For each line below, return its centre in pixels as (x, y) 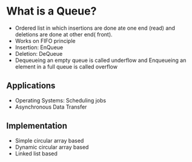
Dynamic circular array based (52, 147)
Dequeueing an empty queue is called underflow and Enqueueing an (101, 60)
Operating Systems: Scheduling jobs (61, 100)
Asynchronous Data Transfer (51, 107)
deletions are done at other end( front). (64, 34)
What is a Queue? (51, 11)
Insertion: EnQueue (39, 47)
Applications (31, 86)
